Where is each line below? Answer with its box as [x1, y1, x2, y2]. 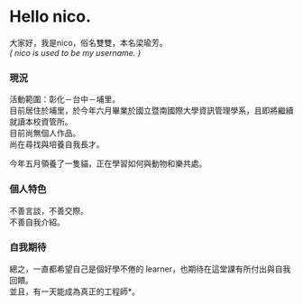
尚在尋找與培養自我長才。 [9, 139, 105, 150]
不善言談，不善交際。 [9, 205, 88, 216]
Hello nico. [9, 6, 92, 27]
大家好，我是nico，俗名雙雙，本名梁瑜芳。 [9, 37, 169, 48]
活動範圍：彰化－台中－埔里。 [9, 94, 120, 105]
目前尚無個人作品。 [9, 128, 81, 139]
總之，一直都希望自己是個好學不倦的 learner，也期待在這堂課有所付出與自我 [9, 263, 291, 274]
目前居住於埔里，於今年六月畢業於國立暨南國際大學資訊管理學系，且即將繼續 [9, 106, 294, 116]
